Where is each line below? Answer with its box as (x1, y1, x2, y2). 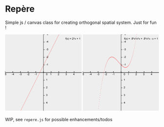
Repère (5, 3, 35, 15)
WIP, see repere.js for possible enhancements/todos (5, 117, 113, 123)
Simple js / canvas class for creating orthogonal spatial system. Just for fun (5, 19, 157, 25)
